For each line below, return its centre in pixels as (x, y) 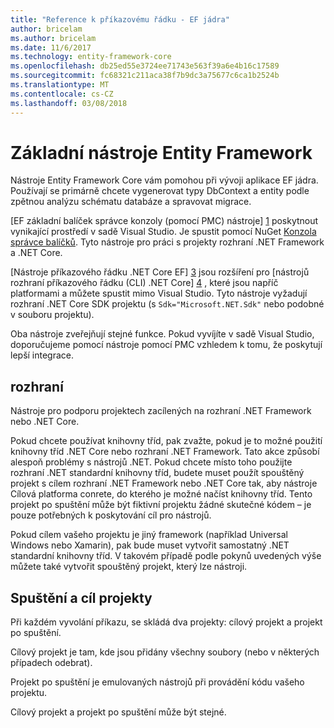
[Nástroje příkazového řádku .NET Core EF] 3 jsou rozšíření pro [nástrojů (160, 272)
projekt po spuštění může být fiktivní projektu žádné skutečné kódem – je (161, 505)
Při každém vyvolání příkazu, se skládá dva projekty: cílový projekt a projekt (166, 622)
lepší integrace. (42, 355)
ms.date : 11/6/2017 (51, 47)
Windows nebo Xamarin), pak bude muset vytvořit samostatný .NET (150, 545)
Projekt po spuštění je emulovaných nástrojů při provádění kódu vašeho (157, 682)
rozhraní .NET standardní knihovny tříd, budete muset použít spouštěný (157, 473)
